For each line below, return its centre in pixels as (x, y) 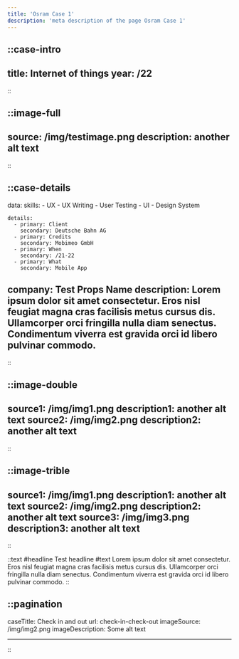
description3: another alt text (74, 528)
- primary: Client (41, 224)
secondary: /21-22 (47, 255)
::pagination (35, 605)
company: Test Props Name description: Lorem (114, 290)
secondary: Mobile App (54, 268)
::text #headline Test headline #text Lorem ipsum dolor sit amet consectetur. (119, 559)
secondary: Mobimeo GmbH (57, 243)
